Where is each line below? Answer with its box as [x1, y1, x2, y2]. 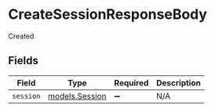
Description [156, 77, 202, 88]
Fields [8, 54, 39, 67]
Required [114, 77, 149, 88]
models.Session [48, 90, 107, 101]
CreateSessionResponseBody [8, 5, 208, 23]
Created [8, 31, 35, 41]
